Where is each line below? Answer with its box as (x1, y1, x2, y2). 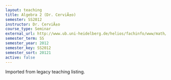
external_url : (5, 31, 36, 36)
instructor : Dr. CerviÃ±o (5, 21, 60, 27)
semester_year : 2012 (5, 41, 49, 46)
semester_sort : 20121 (5, 50, 51, 55)
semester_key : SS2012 (5, 45, 51, 50)
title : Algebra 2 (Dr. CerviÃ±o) (5, 12, 76, 17)
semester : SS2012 (5, 17, 42, 22)
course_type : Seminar (5, 26, 51, 32)
